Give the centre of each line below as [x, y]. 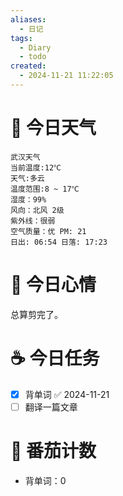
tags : [21, 38]
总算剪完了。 [36, 314]
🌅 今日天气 [53, 128]
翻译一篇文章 [51, 407]
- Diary [35, 47]
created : [28, 66]
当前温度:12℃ [36, 167]
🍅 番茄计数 [53, 451]
